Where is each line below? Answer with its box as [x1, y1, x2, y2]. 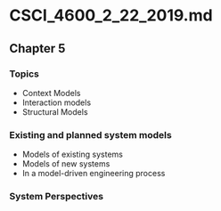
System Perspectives [9, 191, 104, 203]
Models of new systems [21, 158, 110, 169]
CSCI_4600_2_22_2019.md [9, 5, 213, 26]
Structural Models [21, 106, 88, 117]
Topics [9, 68, 40, 80]
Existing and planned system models [9, 128, 172, 141]
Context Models [21, 87, 81, 98]
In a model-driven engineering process [21, 168, 166, 179]
